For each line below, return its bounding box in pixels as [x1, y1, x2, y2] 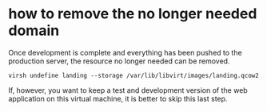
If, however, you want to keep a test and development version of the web [8, 85, 248, 95]
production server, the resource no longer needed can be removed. [8, 56, 230, 66]
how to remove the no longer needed [8, 5, 257, 23]
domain [8, 21, 60, 40]
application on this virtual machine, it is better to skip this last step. [8, 94, 228, 103]
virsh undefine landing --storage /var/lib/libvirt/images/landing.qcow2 [8, 71, 260, 79]
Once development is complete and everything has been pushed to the [8, 48, 242, 57]
